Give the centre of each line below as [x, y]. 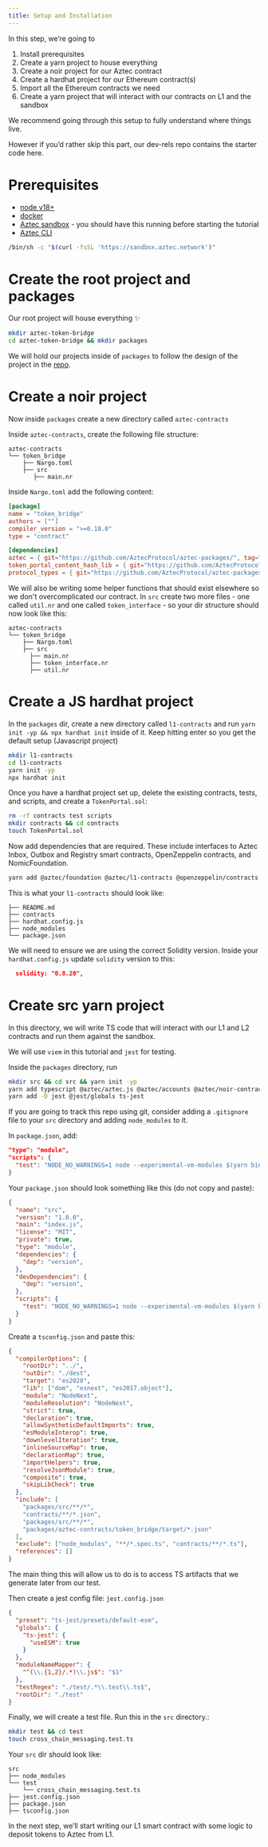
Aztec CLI [36, 232]
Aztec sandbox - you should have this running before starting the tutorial [139, 224]
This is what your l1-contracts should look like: [87, 893]
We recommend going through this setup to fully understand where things [130, 120]
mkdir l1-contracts [41, 755]
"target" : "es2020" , [57, 1381]
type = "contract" [39, 536]
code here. [26, 153]
